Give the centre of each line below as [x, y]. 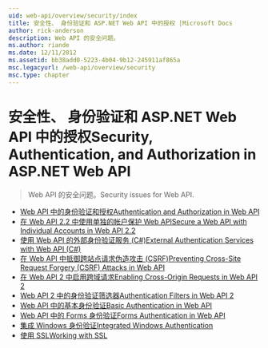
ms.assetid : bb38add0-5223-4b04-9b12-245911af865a [94, 61]
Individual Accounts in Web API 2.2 [78, 230]
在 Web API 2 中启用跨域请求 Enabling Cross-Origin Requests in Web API [139, 277]
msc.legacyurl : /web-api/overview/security [82, 68]
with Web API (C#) [50, 249]
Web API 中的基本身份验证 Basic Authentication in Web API [116, 305]
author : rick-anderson [46, 30]
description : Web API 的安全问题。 [64, 38]
